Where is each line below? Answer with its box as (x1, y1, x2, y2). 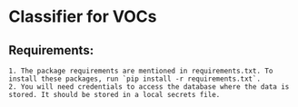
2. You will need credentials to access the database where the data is (8, 83, 290, 92)
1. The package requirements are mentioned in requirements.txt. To (8, 66, 273, 75)
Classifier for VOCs (8, 6, 157, 27)
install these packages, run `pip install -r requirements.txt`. (8, 74, 261, 83)
